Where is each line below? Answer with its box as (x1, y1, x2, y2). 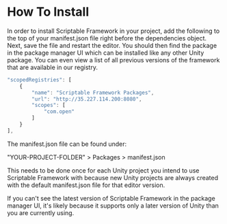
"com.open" (43, 108, 75, 115)
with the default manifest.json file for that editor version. (7, 181, 165, 189)
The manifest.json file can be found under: (7, 140, 127, 148)
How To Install (7, 4, 90, 20)
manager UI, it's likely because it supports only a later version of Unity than (7, 201, 219, 210)
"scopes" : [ (31, 102, 66, 109)
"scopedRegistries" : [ (7, 76, 72, 83)
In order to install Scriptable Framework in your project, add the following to (7, 27, 220, 35)
